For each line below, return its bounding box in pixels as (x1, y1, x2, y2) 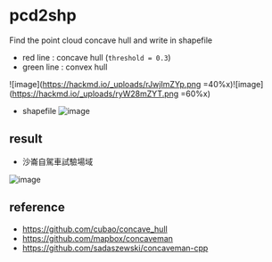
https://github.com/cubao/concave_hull (21, 224, 168, 234)
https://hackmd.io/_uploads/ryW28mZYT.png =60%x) (12, 88, 211, 99)
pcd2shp (9, 5, 78, 26)
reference (9, 200, 65, 215)
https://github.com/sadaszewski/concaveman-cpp (21, 242, 209, 253)
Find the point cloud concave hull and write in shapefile (9, 35, 212, 45)
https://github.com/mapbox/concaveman (21, 233, 174, 243)
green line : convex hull (21, 61, 108, 72)
